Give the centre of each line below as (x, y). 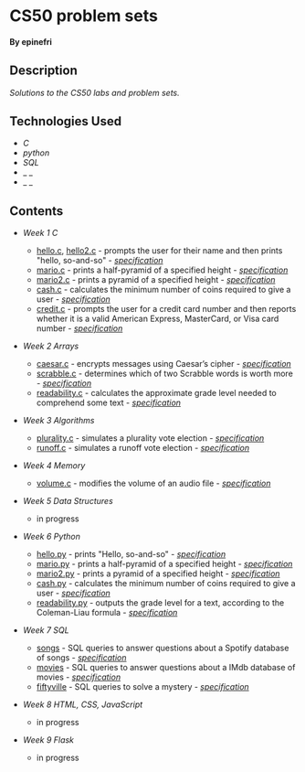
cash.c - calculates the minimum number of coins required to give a (163, 290)
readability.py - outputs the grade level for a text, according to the (160, 603)
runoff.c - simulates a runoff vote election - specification (142, 448)
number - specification (79, 328)
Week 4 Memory (54, 466)
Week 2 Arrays (51, 346)
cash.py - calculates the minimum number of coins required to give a (166, 584)
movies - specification (79, 677)
